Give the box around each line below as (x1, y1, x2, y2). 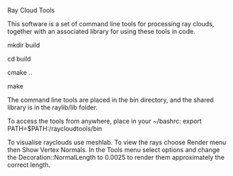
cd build (7, 54, 31, 63)
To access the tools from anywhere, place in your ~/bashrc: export (7, 117, 202, 125)
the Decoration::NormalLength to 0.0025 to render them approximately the (7, 153, 225, 161)
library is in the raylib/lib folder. (7, 103, 98, 112)
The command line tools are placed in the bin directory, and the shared (7, 95, 214, 104)
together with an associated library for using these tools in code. (7, 28, 196, 35)
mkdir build (7, 41, 40, 49)
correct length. (7, 160, 51, 169)
